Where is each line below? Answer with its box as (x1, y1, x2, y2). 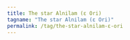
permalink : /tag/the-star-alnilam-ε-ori (7, 22, 124, 29)
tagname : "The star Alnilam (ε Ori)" (7, 16, 114, 23)
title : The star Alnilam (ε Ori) (7, 9, 102, 17)
